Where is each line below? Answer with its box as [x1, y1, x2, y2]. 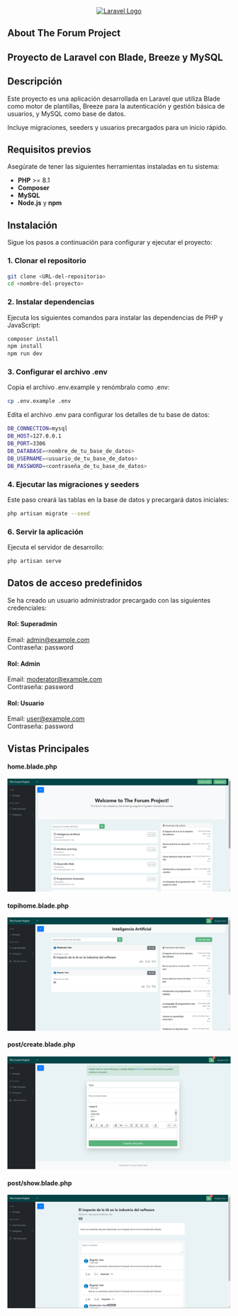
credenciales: [7, 603, 47, 612]
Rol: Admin [7, 659, 40, 668]
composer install [7, 335, 59, 342]
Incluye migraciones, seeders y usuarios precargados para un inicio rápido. [7, 123, 228, 131]
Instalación [7, 219, 58, 231]
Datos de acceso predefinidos [7, 577, 143, 589]
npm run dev [7, 350, 42, 357]
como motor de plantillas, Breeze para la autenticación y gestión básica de [7, 101, 225, 110]
